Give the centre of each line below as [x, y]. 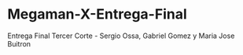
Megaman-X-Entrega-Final [98, 14]
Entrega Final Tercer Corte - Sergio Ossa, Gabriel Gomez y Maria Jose [121, 36]
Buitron [19, 43]
